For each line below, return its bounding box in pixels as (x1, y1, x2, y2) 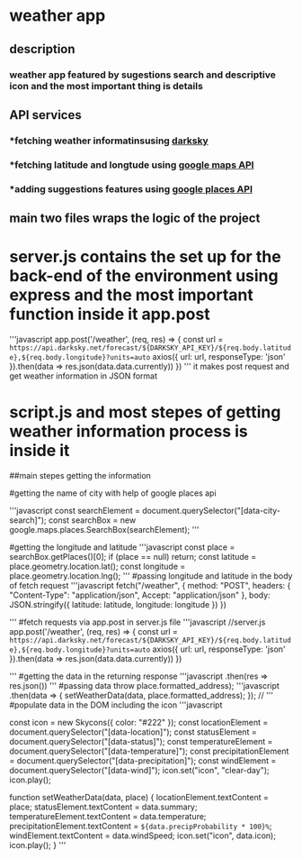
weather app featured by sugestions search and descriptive (9, 69, 276, 81)
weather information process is (9, 421, 249, 442)
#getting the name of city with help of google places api (9, 488, 218, 498)
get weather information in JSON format (9, 370, 157, 381)
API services (9, 107, 83, 123)
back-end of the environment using (9, 266, 279, 287)
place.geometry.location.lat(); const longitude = (9, 561, 186, 571)
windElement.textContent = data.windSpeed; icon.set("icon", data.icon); (9, 830, 277, 841)
